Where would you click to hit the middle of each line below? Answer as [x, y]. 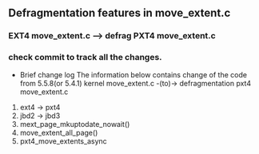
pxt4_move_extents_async [64, 141]
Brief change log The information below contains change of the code [133, 74]
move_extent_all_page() [59, 132]
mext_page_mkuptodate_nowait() [75, 124]
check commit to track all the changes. [85, 57]
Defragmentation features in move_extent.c [120, 13]
